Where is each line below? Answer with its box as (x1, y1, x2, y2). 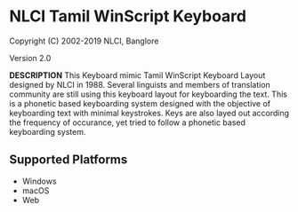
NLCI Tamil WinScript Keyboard (9, 6, 247, 27)
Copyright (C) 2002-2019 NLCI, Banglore (9, 35, 159, 46)
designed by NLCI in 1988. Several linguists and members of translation (9, 79, 271, 90)
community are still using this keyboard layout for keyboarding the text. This (9, 89, 287, 99)
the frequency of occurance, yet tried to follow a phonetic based (9, 117, 246, 128)
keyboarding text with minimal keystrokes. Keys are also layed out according (9, 107, 290, 118)
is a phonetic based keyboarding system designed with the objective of (9, 98, 271, 108)
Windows (21, 176, 57, 186)
